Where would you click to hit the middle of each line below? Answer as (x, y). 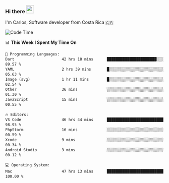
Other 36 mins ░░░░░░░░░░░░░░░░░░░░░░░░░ (84, 90)
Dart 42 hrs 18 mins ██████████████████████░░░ (84, 59)
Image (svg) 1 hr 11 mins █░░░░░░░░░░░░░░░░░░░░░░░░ (84, 80)
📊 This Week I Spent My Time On (41, 42)
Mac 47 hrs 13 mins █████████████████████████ (84, 171)
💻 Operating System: (28, 165)
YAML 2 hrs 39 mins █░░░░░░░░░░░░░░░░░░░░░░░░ (84, 70)
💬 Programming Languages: (32, 54)
